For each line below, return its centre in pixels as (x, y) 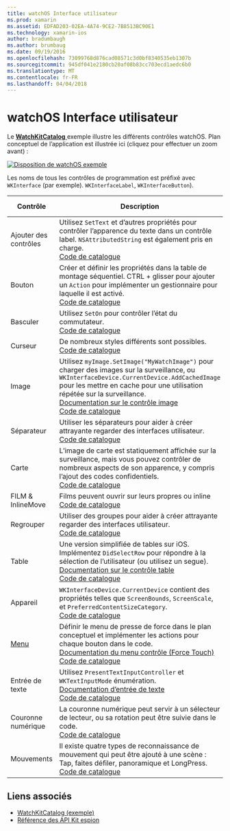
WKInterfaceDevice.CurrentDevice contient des (135, 590)
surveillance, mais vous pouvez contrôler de (130, 459)
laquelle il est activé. (92, 294)
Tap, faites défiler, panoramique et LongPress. (133, 763)
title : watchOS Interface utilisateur (62, 13)
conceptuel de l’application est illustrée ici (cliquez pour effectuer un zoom (112, 144)
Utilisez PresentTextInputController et (122, 672)
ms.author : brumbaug (37, 45)
